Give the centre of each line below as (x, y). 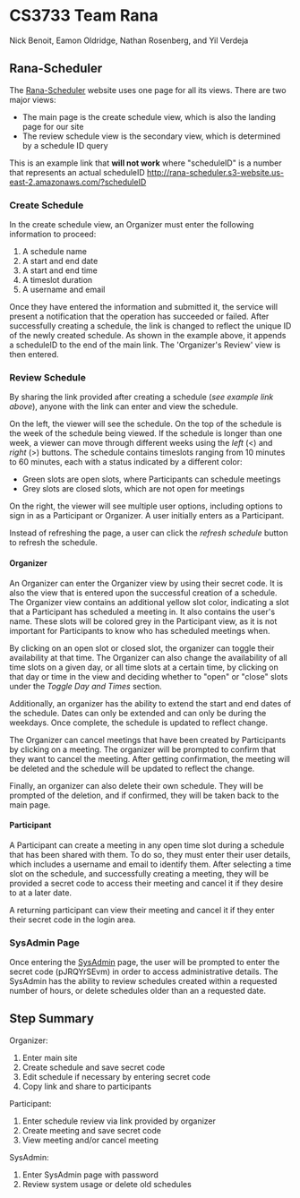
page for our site (53, 126)
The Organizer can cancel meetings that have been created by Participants (148, 740)
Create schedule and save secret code (94, 1067)
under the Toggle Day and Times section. (86, 686)
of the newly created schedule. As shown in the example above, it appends (148, 336)
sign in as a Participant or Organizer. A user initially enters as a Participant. (147, 516)
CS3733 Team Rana (84, 16)
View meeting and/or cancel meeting (90, 1140)
